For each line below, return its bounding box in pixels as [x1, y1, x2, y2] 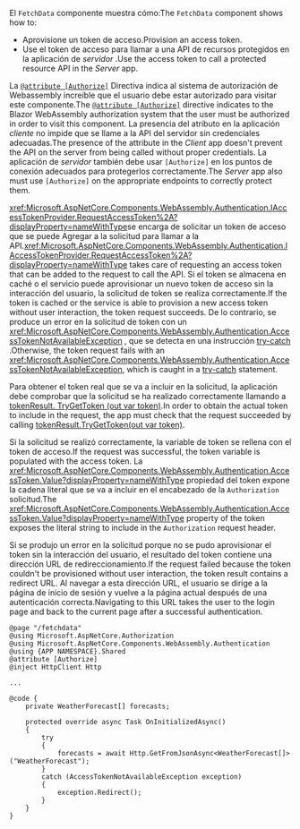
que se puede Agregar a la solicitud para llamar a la [9, 231, 200, 241]
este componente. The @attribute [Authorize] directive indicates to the [9, 99, 274, 110]
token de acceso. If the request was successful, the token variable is [9, 447, 261, 457]
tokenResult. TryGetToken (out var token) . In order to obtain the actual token [9, 400, 288, 411]
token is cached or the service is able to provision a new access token [9, 297, 269, 308]
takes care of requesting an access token [129, 260, 282, 269]
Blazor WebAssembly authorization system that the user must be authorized [9, 109, 290, 119]
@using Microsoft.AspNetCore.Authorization [9, 631, 175, 640]
